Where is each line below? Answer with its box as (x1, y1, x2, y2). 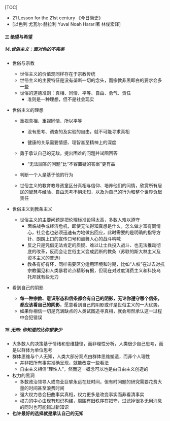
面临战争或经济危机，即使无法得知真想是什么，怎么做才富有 (27, 223, 152, 229)
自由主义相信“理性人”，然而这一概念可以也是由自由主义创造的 (19, 366, 148, 372)
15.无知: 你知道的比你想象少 (5, 327, 63, 333)
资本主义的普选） (27, 255, 63, 261)
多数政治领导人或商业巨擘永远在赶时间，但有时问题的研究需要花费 (19, 378, 158, 384)
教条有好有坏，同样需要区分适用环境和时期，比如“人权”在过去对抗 (27, 261, 165, 267)
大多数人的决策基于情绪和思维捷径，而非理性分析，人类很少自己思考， (12, 340, 159, 346)
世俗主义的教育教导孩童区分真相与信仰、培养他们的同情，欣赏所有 (19, 182, 158, 188)
